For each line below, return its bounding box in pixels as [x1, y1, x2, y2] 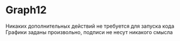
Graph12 [5, 3, 47, 17]
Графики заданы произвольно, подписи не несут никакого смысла [5, 28, 174, 35]
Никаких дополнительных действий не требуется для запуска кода [5, 23, 175, 29]
